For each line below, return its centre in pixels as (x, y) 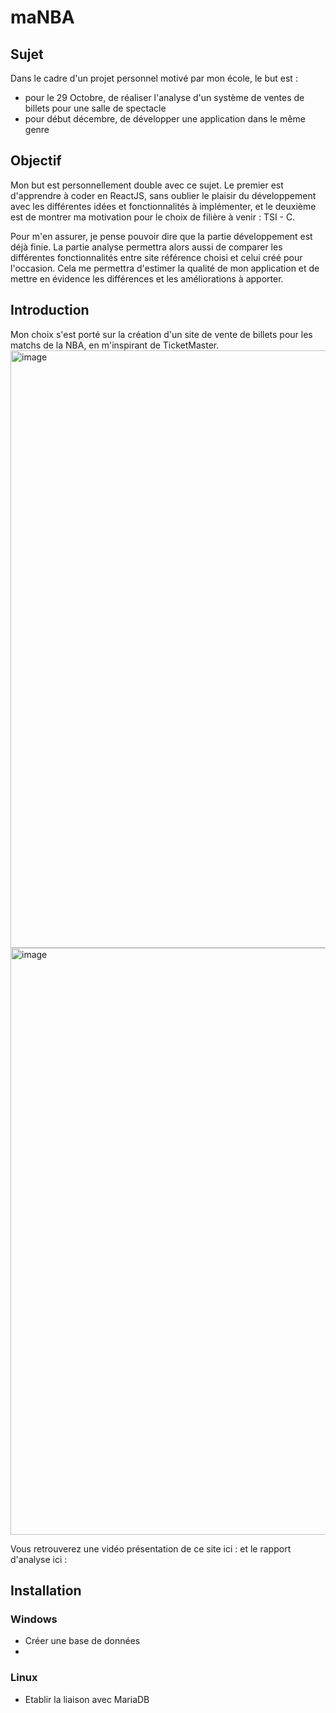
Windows (34, 1619)
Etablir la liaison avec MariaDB (87, 1699)
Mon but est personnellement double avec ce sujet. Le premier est (147, 185)
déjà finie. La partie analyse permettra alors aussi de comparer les (146, 247)
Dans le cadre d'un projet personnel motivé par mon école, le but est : (154, 78)
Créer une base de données (82, 1641)
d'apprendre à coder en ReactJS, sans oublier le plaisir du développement (163, 195)
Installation (46, 1591)
